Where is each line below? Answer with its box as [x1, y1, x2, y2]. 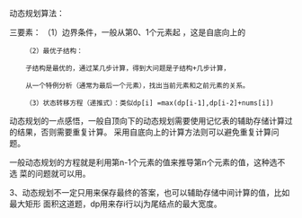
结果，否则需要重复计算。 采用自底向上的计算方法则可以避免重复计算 [16, 126, 271, 137]
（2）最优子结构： [25, 47, 84, 56]
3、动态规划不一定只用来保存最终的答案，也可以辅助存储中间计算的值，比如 [9, 187, 290, 197]
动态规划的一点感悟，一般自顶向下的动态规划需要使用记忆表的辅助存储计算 [9, 116, 285, 126]
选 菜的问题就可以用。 [9, 169, 91, 179]
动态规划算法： [9, 8, 65, 18]
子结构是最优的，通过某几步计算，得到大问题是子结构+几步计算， [25, 64, 231, 73]
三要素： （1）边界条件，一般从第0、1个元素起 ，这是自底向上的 [9, 27, 246, 38]
